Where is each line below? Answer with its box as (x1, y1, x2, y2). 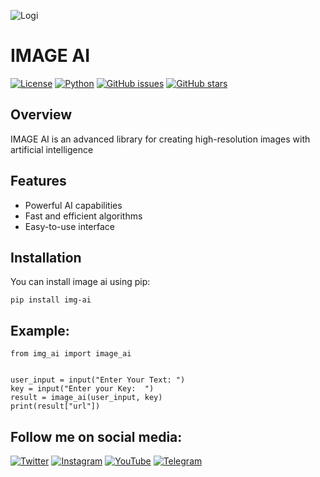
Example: (10, 322, 70, 339)
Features (10, 173, 67, 190)
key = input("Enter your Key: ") (10, 384, 155, 394)
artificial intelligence (10, 143, 94, 155)
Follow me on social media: (10, 428, 183, 445)
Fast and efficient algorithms (24, 210, 143, 222)
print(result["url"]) (10, 401, 101, 412)
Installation (10, 249, 82, 266)
